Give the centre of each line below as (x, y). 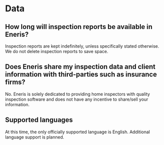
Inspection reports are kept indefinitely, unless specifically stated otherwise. (82, 46)
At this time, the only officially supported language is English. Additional (78, 132)
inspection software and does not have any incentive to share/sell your (77, 99)
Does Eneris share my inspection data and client (80, 67)
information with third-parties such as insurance (81, 74)
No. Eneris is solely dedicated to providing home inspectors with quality (78, 94)
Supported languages (39, 120)
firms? (15, 82)
